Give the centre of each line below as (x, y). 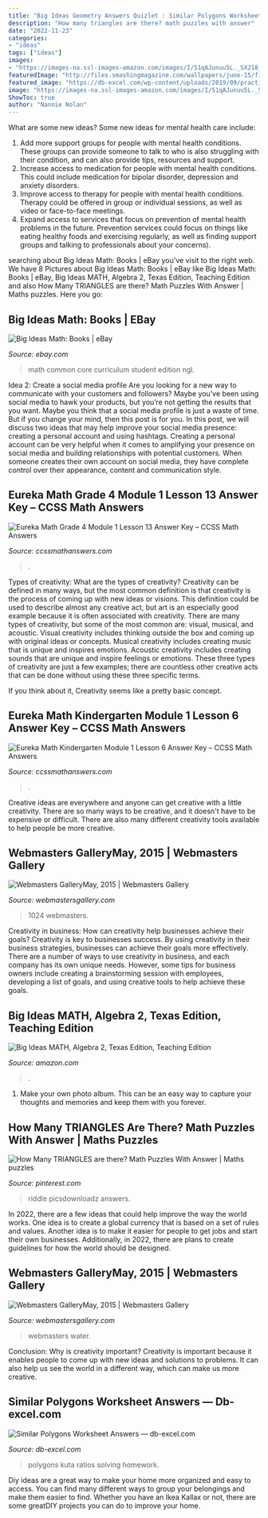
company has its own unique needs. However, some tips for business (122, 965)
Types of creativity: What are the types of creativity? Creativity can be (124, 582)
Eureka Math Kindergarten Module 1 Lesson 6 (124, 716)
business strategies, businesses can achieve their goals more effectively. (128, 948)
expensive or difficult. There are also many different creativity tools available (134, 819)
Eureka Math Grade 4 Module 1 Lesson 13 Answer (133, 495)
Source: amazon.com (44, 1063)
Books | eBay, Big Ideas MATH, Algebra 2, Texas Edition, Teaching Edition (129, 277)
